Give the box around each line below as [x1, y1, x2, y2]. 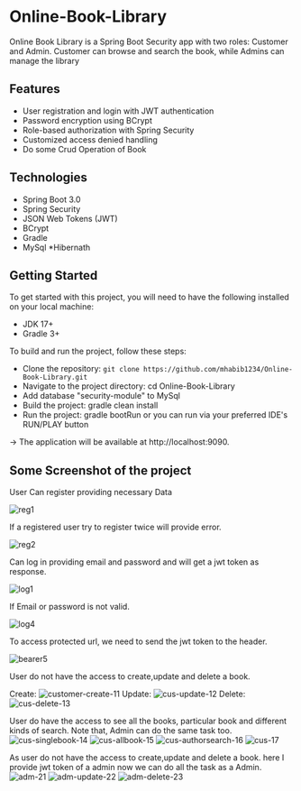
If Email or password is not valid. [9, 602, 131, 612]
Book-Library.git [22, 373, 88, 382]
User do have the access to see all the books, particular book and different [9, 715, 287, 727]
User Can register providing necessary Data [9, 487, 173, 498]
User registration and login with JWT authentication [22, 106, 214, 116]
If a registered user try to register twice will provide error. [9, 521, 223, 533]
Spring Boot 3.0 [22, 194, 81, 205]
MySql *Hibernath [22, 242, 91, 253]
